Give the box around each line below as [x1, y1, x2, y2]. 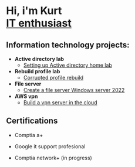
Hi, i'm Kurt [6, 4, 62, 18]
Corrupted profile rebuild [23, 74, 84, 81]
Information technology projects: [6, 40, 130, 50]
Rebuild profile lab [14, 68, 60, 74]
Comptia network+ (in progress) [14, 154, 92, 161]
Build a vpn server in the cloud [23, 99, 97, 106]
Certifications [6, 116, 58, 126]
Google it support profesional [14, 142, 86, 150]
